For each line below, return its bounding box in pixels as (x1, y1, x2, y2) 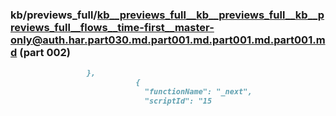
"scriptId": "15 (144, 96, 213, 106)
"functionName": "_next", (144, 87, 253, 97)
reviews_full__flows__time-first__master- (10, 20, 215, 34)
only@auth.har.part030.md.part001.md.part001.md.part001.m (10, 33, 326, 47)
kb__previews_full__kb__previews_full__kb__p (96, 8, 325, 22)
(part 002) (19, 45, 72, 59)
